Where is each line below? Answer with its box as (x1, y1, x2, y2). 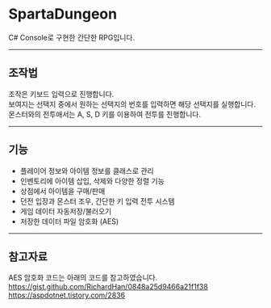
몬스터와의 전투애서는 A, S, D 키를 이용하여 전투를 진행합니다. (8, 109, 202, 119)
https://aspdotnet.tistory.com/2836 (8, 290, 126, 300)
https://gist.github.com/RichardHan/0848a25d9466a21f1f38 (8, 282, 208, 292)
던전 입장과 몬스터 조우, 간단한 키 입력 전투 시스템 (19, 196, 175, 206)
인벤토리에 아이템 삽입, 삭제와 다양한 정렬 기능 (19, 175, 165, 186)
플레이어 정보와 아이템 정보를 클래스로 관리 (19, 166, 155, 175)
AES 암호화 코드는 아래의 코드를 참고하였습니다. (8, 272, 158, 283)
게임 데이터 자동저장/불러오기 (19, 206, 112, 216)
